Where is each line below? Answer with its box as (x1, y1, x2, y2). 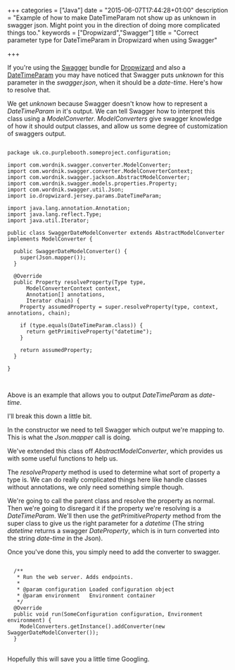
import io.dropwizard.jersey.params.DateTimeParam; (7, 193, 162, 200)
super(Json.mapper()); (20, 254, 87, 261)
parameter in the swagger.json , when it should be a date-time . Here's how (7, 78, 223, 87)
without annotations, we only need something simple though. (7, 483, 184, 491)
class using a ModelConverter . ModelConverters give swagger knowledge (7, 114, 222, 123)
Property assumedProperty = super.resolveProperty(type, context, (20, 303, 219, 310)
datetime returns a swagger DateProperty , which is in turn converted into (7, 527, 220, 535)
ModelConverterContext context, (25, 285, 121, 292)
